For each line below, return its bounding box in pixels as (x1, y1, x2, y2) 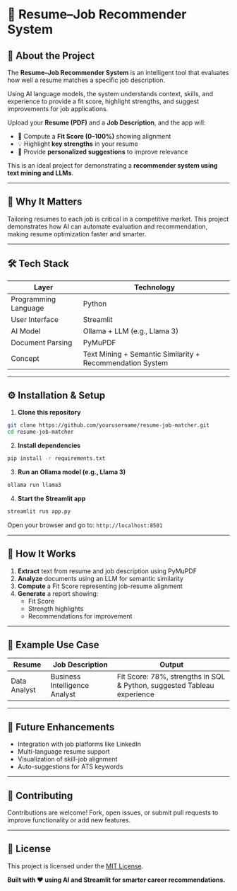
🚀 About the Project (7, 50, 95, 62)
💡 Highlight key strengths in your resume (17, 139, 139, 148)
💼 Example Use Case (7, 639, 100, 651)
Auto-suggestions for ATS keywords (17, 762, 123, 771)
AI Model (11, 326, 41, 335)
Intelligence (50, 681, 90, 691)
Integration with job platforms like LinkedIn (17, 740, 141, 749)
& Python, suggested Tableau (116, 681, 214, 691)
